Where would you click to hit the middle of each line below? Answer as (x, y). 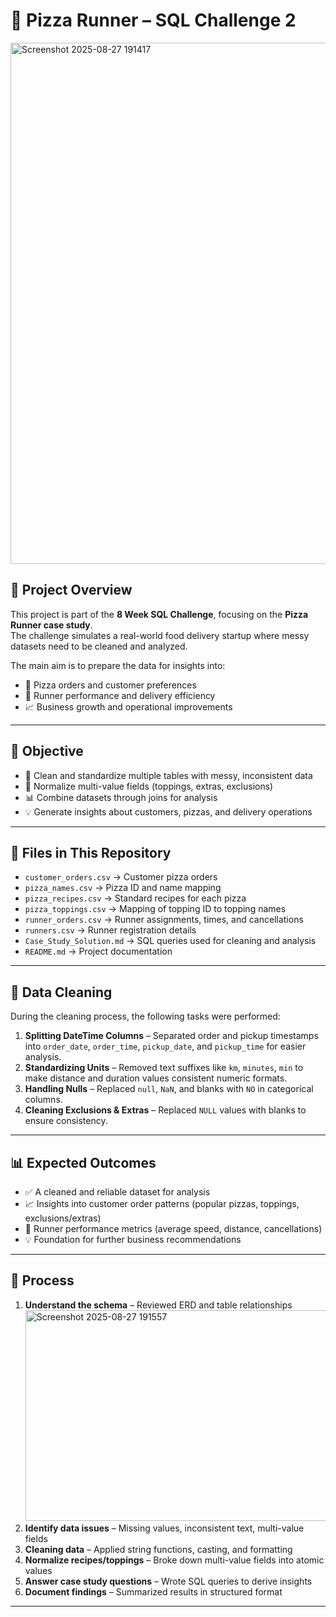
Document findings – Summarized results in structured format (153, 1591)
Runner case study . (51, 625)
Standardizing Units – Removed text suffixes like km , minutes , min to (164, 1068)
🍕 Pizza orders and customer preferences (110, 685)
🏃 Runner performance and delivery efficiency (120, 695)
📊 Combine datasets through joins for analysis (121, 797)
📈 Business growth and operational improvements (128, 706)
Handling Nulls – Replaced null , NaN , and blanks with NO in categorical (169, 1089)
